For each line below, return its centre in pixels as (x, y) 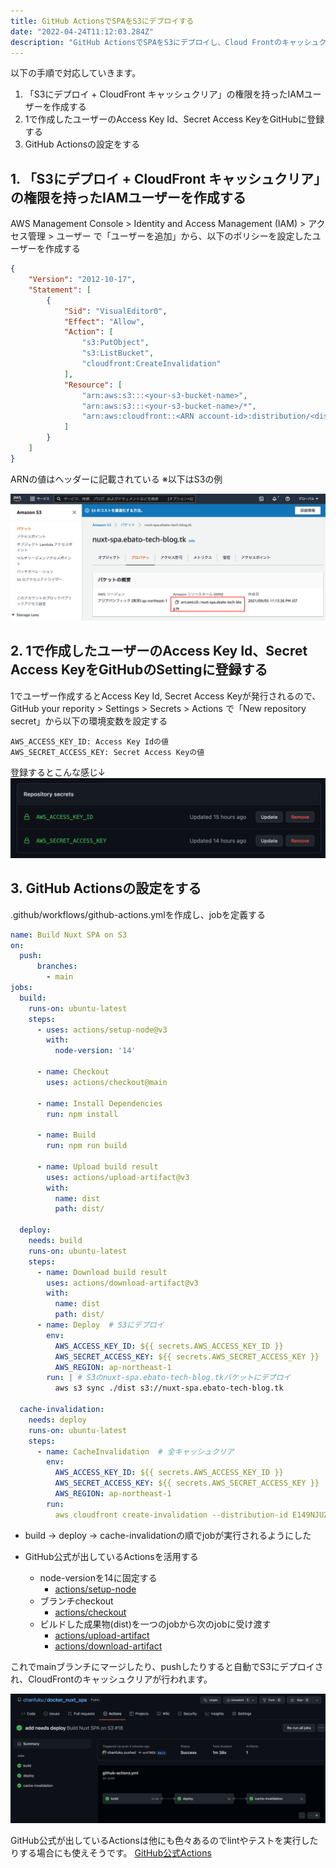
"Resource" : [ (93, 385)
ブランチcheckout (76, 1601)
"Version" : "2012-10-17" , (82, 280)
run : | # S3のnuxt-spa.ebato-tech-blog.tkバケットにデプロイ (169, 1378)
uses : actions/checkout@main (107, 1082)
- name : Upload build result (97, 1166)
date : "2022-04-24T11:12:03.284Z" (82, 31)
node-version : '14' (95, 1051)
